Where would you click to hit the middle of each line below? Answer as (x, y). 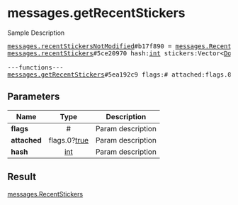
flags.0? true (69, 140)
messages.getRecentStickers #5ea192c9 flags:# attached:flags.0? (121, 74)
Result (22, 177)
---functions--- (35, 67)
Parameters (34, 97)
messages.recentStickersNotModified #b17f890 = (90, 46)
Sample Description (36, 33)
